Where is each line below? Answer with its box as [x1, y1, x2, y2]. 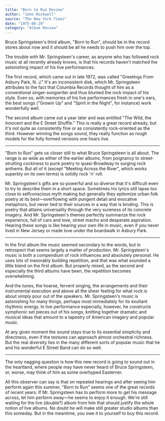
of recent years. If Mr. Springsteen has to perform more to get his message [5, 389, 157, 395]
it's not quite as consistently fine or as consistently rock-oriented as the [5, 125, 150, 131]
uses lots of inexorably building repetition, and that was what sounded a [5, 257, 151, 264]
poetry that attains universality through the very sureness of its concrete [5, 207, 152, 212]
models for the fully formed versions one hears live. [5, 136, 110, 142]
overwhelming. [5, 273, 35, 279]
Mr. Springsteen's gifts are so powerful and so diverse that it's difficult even [5, 180, 159, 186]
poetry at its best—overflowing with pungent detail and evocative [5, 196, 137, 202]
